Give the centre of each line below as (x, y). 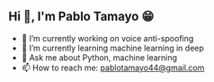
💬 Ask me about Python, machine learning (99, 57)
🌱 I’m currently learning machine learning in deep (112, 48)
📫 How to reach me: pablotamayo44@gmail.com (113, 68)
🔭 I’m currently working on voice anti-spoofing (107, 38)
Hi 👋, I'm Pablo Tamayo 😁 (81, 17)
